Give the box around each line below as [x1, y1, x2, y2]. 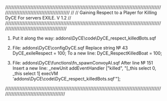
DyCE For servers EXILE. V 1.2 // [5, 15, 71, 20]
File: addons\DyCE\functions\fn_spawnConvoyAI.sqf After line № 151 [12, 60, 153, 65]
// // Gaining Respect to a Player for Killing [70, 9, 157, 15]
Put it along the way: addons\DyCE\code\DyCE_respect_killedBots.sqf [12, 35, 156, 41]
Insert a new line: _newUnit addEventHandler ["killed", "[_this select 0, [12, 65, 157, 71]
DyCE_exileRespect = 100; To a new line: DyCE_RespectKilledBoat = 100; [12, 50, 162, 56]
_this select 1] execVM [12, 70, 58, 76]
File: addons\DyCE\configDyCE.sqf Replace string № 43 [12, 45, 128, 50]
